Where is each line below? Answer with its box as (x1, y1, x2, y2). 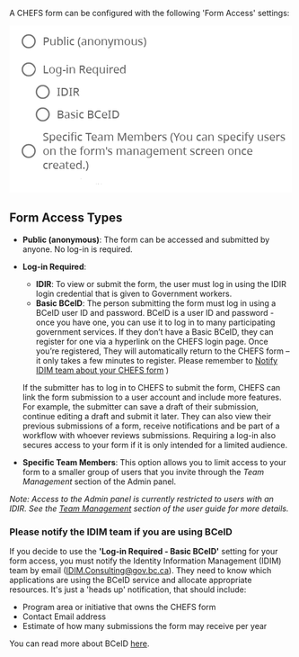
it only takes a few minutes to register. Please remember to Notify (35, 355, 278, 365)
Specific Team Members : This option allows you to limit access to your (22, 456, 287, 467)
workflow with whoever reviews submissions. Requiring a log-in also (22, 429, 277, 440)
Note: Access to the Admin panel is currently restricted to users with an (9, 493, 274, 504)
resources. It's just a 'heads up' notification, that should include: (9, 584, 247, 595)
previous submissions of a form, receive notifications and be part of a (22, 420, 280, 431)
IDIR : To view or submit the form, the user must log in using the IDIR (35, 278, 287, 289)
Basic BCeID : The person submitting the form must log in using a (35, 297, 277, 309)
